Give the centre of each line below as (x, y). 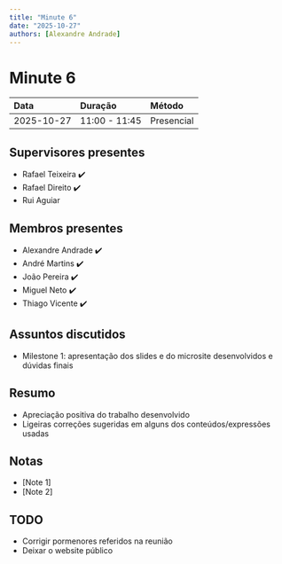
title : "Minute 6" (43, 17)
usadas (35, 433)
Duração (98, 106)
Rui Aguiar (41, 200)
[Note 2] (37, 492)
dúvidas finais (47, 365)
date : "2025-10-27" (45, 26)
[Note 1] (36, 482)
